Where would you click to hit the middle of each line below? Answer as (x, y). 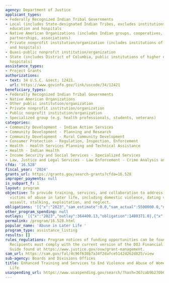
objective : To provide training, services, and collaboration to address (84, 193)
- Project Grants (23, 71)
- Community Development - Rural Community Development (65, 137)
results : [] (18, 235)
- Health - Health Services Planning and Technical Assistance (73, 146)
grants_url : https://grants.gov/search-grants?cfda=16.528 (68, 174)
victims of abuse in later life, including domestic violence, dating (85, 197)
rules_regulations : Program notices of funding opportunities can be (80, 240)
